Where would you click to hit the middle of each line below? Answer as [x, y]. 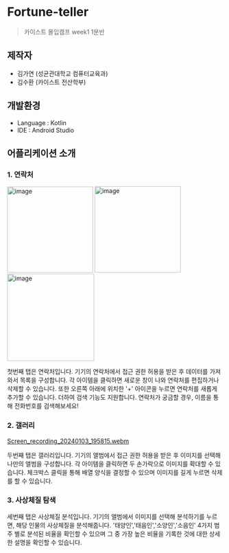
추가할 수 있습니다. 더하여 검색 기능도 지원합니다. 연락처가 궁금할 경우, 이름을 [109, 397]
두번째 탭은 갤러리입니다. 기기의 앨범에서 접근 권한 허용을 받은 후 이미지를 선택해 [114, 455]
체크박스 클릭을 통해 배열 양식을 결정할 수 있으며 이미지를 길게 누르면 [119, 472]
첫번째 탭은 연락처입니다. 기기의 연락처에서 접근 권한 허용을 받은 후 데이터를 [108, 372]
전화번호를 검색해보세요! [46, 406]
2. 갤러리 [21, 425]
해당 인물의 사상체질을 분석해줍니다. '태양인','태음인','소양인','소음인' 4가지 [114, 525]
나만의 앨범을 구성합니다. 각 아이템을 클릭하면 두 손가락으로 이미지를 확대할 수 [110, 464]
